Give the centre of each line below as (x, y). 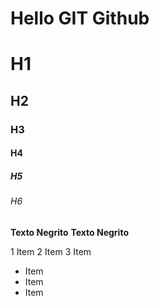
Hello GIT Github (80, 18)
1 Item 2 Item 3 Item (51, 251)
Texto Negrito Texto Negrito (69, 232)
